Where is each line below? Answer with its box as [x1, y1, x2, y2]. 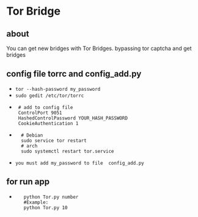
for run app [6, 177, 50, 187]
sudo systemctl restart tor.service [21, 148, 114, 154]
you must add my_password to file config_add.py [15, 160, 145, 166]
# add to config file [18, 104, 73, 110]
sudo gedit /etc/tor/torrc [15, 93, 84, 99]
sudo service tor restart [21, 137, 87, 144]
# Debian [21, 132, 43, 138]
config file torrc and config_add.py [6, 69, 142, 79]
